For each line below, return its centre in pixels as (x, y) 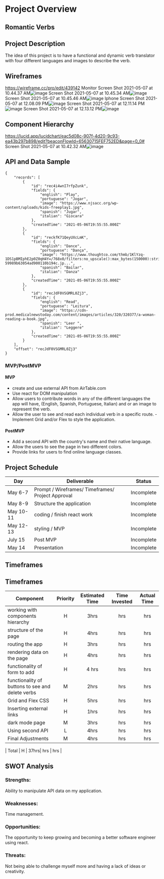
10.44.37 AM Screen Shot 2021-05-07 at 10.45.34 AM (68, 93)
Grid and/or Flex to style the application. (75, 419)
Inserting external (28, 708)
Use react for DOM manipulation (44, 393)
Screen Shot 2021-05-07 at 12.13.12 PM (63, 109)
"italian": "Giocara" (62, 216)
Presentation (49, 548)
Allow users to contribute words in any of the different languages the (81, 399)
